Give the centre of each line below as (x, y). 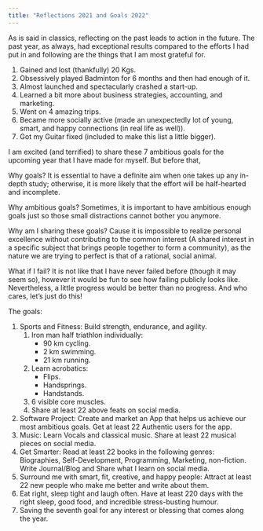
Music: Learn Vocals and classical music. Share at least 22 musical (128, 435)
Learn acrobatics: (60, 368)
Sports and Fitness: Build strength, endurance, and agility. (113, 326)
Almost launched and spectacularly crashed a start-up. (109, 86)
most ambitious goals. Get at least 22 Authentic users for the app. (126, 427)
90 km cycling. (67, 343)
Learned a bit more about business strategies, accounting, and (121, 94)
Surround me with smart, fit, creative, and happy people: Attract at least (135, 477)
